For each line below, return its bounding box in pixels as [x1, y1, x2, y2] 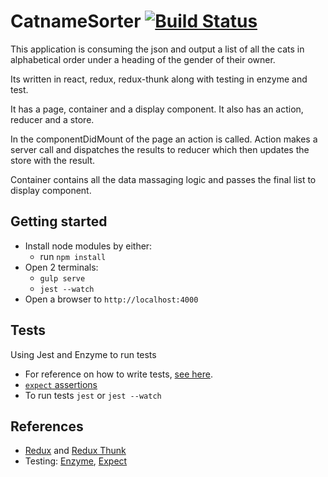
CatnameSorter [10, 10, 142, 33]
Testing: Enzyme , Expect [24, 455, 128, 467]
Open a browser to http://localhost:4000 [24, 293, 199, 305]
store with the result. [10, 154, 96, 166]
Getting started [10, 213, 108, 230]
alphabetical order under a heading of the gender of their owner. [10, 53, 276, 65]
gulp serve [39, 273, 86, 284]
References [10, 418, 84, 435]
